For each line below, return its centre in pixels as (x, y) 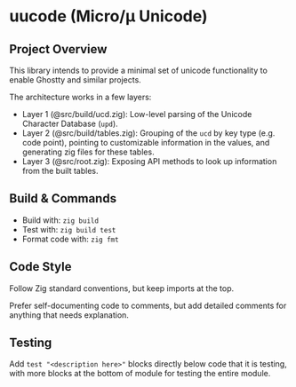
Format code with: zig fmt (70, 239)
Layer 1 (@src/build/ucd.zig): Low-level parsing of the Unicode (137, 114)
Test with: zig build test (69, 229)
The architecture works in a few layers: (80, 97)
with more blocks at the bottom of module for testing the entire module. (140, 374)
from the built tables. (60, 171)
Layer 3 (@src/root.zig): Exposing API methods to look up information (149, 161)
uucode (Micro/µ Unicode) (108, 16)
